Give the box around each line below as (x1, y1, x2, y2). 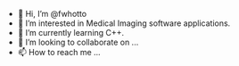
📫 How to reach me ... (17, 47, 101, 57)
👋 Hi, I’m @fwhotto (17, 9, 87, 19)
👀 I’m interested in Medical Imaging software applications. (17, 18, 231, 29)
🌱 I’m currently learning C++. (17, 28, 125, 37)
